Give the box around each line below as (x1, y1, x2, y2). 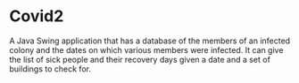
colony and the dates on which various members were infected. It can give (9, 44, 284, 55)
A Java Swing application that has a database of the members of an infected (9, 35, 291, 46)
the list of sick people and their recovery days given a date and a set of (9, 54, 270, 64)
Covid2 (9, 6, 64, 26)
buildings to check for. (9, 64, 92, 74)
